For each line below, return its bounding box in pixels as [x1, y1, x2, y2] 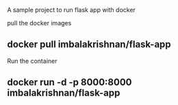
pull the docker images [7, 19, 72, 27]
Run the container [7, 57, 58, 65]
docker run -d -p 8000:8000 [7, 76, 132, 88]
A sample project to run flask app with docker [7, 6, 136, 14]
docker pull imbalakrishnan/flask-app [7, 39, 171, 50]
